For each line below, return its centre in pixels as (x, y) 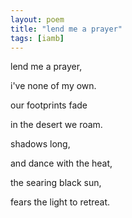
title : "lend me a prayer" (66, 29)
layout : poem (37, 19)
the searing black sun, (56, 183)
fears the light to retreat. (60, 202)
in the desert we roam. (56, 125)
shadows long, (40, 144)
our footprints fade (49, 105)
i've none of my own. (53, 86)
